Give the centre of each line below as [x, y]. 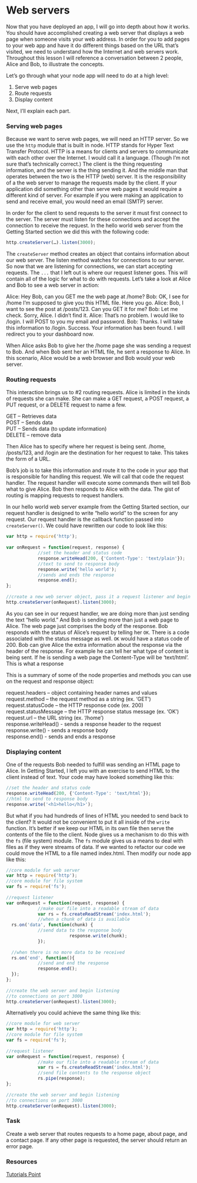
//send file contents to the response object [94, 1073]
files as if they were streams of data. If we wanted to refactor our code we [96, 847]
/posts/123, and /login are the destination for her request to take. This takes [97, 453]
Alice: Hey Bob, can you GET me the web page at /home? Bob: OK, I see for [98, 297]
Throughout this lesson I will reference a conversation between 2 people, [95, 58]
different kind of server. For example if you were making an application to [95, 196]
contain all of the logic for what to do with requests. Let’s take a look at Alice [98, 279]
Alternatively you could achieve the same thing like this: [74, 1013]
